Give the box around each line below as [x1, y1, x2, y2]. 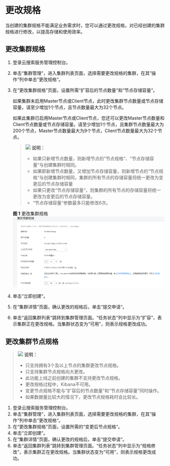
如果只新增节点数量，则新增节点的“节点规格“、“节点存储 [32, 155, 150, 161]
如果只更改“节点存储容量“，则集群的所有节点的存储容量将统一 [32, 187, 161, 193]
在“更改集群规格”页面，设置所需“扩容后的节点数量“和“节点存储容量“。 [12, 87, 158, 93]
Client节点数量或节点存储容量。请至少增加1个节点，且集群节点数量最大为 [12, 121, 164, 127]
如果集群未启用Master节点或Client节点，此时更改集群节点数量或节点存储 [12, 98, 163, 104]
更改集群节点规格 [5, 337, 59, 346]
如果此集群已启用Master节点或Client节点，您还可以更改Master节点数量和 [12, 115, 165, 121]
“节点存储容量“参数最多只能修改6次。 [32, 199, 111, 205]
